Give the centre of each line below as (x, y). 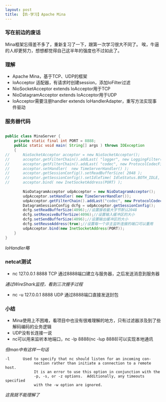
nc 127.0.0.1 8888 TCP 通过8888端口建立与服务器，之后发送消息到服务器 (86, 274)
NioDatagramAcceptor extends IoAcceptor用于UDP (64, 95)
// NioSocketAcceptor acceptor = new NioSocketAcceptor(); (73, 155)
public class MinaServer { (33, 136)
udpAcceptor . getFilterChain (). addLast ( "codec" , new (77, 201)
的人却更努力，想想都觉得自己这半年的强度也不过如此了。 (63, 51)
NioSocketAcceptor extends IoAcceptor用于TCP (61, 89)
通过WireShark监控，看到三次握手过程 (44, 284)
